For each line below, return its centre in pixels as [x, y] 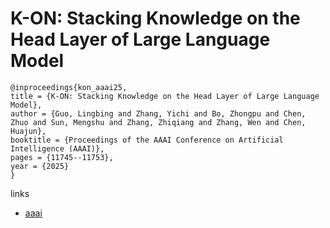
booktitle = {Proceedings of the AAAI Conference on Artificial [147, 140]
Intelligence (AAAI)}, [57, 148]
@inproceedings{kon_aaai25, [69, 87]
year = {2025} [40, 166]
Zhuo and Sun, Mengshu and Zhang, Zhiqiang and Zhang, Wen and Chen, [158, 122]
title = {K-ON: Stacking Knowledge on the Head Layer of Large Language [165, 96]
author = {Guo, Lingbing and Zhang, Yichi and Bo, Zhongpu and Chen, [158, 113]
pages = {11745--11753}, [62, 157]
